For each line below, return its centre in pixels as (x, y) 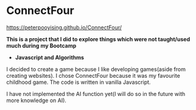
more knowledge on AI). (37, 100)
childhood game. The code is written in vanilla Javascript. (79, 82)
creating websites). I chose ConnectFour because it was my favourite (93, 75)
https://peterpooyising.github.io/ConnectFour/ (64, 27)
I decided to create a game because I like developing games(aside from (96, 69)
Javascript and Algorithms (49, 57)
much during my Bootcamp (41, 46)
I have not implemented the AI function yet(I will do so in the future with (96, 94)
